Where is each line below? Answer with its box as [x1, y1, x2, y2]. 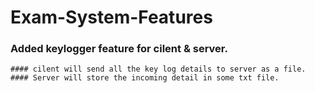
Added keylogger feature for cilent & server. [10, 42, 228, 56]
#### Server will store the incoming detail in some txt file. [10, 73, 280, 83]
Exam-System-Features [10, 6, 213, 29]
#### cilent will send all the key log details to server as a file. [10, 64, 307, 75]
